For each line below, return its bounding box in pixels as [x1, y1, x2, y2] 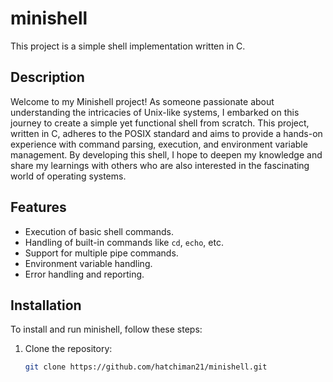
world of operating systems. [10, 170, 127, 182]
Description [10, 69, 85, 86]
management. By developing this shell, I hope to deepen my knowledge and [10, 148, 323, 161]
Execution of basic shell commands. [24, 225, 174, 237]
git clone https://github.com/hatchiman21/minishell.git [24, 362, 268, 372]
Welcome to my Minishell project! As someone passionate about [10, 95, 275, 107]
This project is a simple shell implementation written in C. [10, 40, 246, 52]
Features [10, 199, 67, 216]
